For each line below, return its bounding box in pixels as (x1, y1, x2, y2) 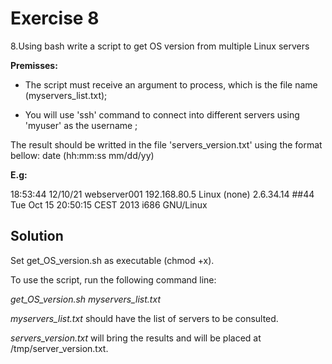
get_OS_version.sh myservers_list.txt (10, 293, 161, 305)
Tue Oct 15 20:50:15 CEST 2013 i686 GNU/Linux (10, 198, 208, 211)
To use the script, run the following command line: (10, 273, 217, 286)
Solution (10, 228, 64, 245)
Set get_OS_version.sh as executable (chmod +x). (10, 254, 215, 266)
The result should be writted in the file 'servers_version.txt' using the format (10, 138, 323, 151)
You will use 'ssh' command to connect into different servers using (24, 108, 300, 121)
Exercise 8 (10, 7, 100, 30)
